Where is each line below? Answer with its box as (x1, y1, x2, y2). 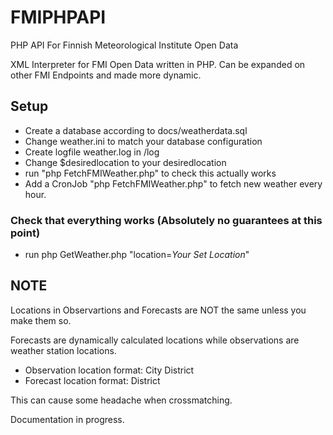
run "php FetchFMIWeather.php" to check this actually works (24, 167, 277, 179)
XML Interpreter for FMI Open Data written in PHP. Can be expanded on (10, 58, 306, 70)
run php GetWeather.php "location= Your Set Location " (24, 249, 250, 261)
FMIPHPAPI (10, 6, 107, 29)
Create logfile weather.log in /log (24, 146, 160, 158)
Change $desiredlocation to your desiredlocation (24, 156, 227, 168)
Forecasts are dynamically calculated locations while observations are (10, 334, 300, 346)
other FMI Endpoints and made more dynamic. (10, 69, 202, 81)
